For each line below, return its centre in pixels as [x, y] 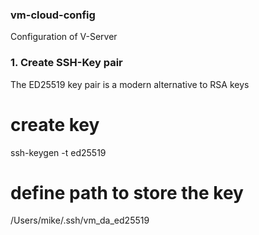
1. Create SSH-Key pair [66, 63]
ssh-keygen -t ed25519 [58, 152]
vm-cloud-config [53, 15]
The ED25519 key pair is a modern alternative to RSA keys [130, 84]
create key [55, 124]
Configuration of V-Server [64, 37]
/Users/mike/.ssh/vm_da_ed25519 [80, 220]
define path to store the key [127, 192]
